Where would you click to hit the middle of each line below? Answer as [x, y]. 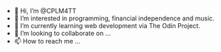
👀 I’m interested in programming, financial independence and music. [114, 18]
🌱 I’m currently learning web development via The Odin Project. [107, 26]
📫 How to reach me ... [47, 41]
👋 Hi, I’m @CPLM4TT [45, 11]
